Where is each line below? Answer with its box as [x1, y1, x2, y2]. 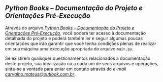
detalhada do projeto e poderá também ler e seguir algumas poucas [5, 35, 143, 41]
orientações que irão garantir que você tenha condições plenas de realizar [5, 41, 157, 46]
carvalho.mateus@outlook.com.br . [5, 71, 76, 77]
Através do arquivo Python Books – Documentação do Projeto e [5, 25, 134, 31]
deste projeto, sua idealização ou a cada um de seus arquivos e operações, [5, 60, 159, 66]
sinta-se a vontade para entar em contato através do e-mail [5, 66, 127, 72]
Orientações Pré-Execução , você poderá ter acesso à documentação [5, 30, 146, 36]
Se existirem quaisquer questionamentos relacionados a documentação [5, 55, 151, 61]
